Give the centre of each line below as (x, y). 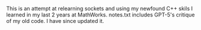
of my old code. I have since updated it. (55, 21)
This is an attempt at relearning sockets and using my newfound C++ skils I (100, 9)
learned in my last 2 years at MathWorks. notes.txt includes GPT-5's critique (101, 15)
